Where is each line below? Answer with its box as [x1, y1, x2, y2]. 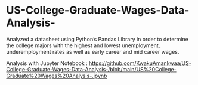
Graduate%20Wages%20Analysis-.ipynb [6, 72, 107, 79]
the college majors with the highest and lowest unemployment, [6, 42, 160, 49]
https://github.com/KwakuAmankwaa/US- [88, 60, 192, 67]
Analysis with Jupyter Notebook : [6, 60, 88, 67]
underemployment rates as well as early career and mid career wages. [6, 48, 180, 55]
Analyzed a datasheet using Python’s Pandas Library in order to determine [6, 35, 189, 42]
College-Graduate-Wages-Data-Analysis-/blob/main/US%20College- [6, 66, 177, 73]
